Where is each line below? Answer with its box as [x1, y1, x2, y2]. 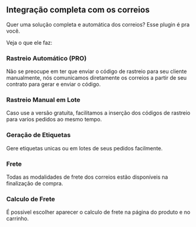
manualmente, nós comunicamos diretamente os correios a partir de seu [6, 74, 187, 82]
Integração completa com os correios [6, 5, 150, 15]
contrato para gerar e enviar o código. [6, 81, 101, 88]
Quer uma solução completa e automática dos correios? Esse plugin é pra [6, 21, 190, 28]
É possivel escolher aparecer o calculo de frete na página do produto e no [6, 208, 191, 216]
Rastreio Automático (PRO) [6, 54, 87, 62]
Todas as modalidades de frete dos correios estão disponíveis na [6, 173, 168, 181]
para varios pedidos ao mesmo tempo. [6, 116, 103, 123]
